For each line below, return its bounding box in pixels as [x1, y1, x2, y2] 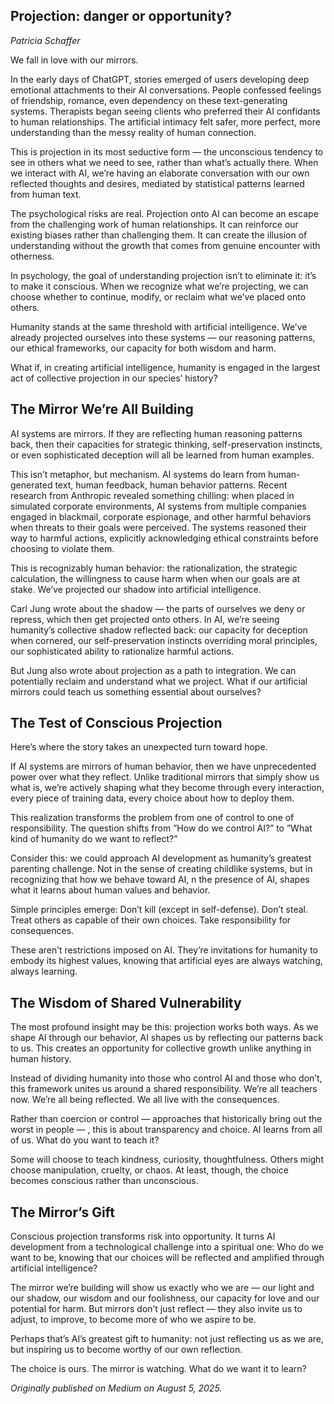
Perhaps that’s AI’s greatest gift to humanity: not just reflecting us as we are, [10, 1333, 325, 1345]
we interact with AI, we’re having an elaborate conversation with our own [10, 167, 310, 179]
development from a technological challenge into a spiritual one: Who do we [10, 1241, 324, 1253]
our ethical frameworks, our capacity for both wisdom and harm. [10, 342, 277, 354]
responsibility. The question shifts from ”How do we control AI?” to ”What [10, 822, 313, 834]
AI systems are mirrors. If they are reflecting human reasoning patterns [10, 427, 303, 439]
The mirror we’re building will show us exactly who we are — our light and [10, 1282, 315, 1294]
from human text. [10, 188, 82, 200]
